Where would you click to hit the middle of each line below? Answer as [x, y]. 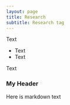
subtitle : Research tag [35, 22]
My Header [22, 84]
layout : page [22, 12]
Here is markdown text [34, 96]
